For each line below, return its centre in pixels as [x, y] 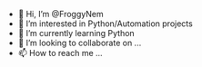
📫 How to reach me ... [60, 53]
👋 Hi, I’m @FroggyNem [61, 14]
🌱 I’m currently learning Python [76, 33]
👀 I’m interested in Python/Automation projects [105, 24]
